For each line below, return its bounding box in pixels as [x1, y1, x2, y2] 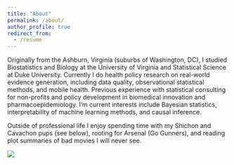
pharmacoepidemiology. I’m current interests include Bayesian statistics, [7, 100, 217, 109]
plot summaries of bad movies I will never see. [7, 136, 142, 145]
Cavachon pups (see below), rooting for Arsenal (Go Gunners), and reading [7, 129, 226, 138]
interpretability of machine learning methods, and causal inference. [7, 108, 202, 117]
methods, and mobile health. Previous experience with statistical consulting [7, 86, 226, 94]
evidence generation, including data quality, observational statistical [7, 78, 204, 86]
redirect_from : [7, 29, 52, 37]
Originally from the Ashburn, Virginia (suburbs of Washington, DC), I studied [7, 55, 227, 64]
